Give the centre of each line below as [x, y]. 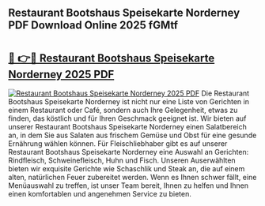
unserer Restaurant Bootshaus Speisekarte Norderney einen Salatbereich [127, 127]
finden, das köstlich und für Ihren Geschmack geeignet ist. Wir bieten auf [127, 118]
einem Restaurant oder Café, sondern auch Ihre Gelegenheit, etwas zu [123, 110]
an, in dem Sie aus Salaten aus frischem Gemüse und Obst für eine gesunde [132, 135]
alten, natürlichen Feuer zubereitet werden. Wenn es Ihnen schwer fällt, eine [132, 177]
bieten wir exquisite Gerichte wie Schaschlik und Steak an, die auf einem [127, 169]
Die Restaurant [225, 93]
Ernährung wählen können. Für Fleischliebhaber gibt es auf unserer [118, 144]
